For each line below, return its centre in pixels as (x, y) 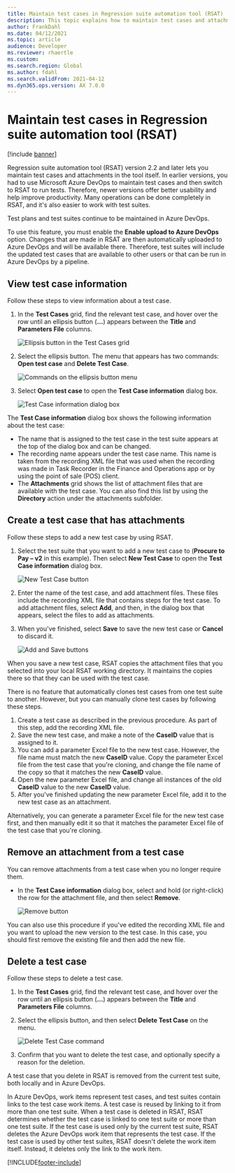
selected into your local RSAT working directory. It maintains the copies (110, 670)
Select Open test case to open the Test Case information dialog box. (117, 391)
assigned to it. (38, 742)
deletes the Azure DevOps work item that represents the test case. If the (112, 1134)
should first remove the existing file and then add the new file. (96, 939)
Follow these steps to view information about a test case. (89, 301)
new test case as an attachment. (64, 801)
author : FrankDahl (34, 27)
